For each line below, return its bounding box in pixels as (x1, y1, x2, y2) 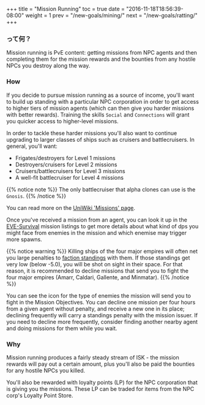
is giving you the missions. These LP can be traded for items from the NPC (6, 385, 195, 392)
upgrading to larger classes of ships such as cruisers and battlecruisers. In (6, 136, 195, 143)
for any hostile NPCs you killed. (6, 366, 86, 374)
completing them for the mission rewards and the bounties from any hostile (6, 55, 196, 63)
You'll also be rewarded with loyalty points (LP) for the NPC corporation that (6, 379, 198, 386)
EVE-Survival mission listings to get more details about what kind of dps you (6, 222, 199, 229)
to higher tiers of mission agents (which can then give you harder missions (6, 104, 195, 112)
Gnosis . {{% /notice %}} (6, 192, 67, 199)
